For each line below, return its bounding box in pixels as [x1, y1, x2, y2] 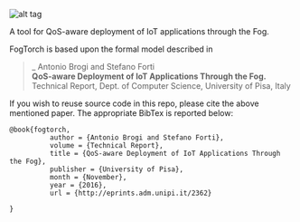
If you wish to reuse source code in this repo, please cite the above [9, 98, 259, 109]
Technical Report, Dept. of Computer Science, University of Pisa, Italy [31, 81, 291, 91]
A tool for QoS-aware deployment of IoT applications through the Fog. [9, 26, 269, 36]
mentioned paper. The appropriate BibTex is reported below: [9, 108, 233, 118]
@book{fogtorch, [9, 125, 70, 134]
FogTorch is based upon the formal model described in [9, 43, 213, 54]
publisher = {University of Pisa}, [49, 165, 183, 174]
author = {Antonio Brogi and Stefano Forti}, [49, 133, 224, 142]
